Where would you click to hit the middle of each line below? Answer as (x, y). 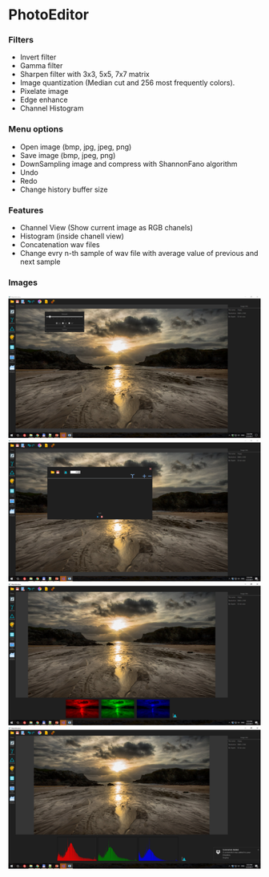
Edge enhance (44, 100)
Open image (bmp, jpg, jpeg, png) (76, 147)
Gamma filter (41, 66)
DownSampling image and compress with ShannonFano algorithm (128, 164)
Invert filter (38, 57)
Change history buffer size (64, 189)
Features (26, 210)
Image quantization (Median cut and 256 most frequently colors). (127, 83)
